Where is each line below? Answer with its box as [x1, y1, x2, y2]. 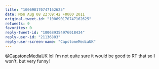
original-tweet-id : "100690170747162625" [5, 16, 92, 21]
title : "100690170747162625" [5, 7, 65, 12]
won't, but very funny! [5, 58, 50, 64]
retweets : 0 [5, 21, 30, 26]
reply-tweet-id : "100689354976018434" [5, 30, 85, 35]
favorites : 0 [5, 26, 32, 31]
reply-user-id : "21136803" [5, 35, 61, 40]
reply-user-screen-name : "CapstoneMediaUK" [5, 39, 96, 44]
